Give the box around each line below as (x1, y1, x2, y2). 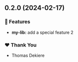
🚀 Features (4, 18, 31, 25)
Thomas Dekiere (11, 52, 45, 58)
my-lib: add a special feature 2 (11, 29, 74, 35)
